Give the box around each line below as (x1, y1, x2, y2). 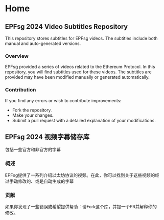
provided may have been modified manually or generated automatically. (5, 74, 150, 80)
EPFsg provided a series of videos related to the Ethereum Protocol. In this (5, 64, 155, 70)
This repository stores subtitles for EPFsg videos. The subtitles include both (5, 35, 158, 41)
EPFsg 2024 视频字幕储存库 (5, 132, 90, 141)
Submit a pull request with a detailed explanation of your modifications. (12, 117, 156, 123)
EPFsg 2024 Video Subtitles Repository (5, 22, 128, 31)
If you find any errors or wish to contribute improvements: (5, 97, 121, 103)
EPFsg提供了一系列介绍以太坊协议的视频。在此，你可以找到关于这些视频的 (5, 172, 155, 178)
